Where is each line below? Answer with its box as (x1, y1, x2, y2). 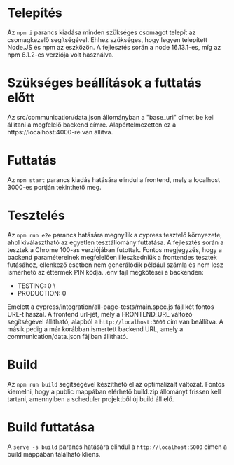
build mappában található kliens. (7, 450, 101, 458)
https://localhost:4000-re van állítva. (7, 127, 113, 136)
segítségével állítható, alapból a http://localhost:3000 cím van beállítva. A (7, 317, 224, 326)
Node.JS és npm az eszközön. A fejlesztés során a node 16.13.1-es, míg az (7, 43, 221, 51)
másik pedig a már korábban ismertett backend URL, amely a (7, 324, 184, 333)
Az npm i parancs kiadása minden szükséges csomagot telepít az (7, 28, 196, 36)
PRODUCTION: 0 (17, 289, 67, 297)
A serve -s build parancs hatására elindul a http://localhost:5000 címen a (7, 443, 228, 451)
